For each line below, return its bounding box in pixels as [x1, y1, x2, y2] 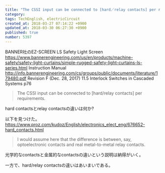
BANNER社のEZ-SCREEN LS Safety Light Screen [5, 49, 103, 55]
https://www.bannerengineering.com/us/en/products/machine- [5, 54, 134, 60]
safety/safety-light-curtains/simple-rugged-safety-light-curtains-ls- [5, 60, 142, 66]
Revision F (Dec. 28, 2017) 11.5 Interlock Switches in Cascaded [27, 75, 154, 81]
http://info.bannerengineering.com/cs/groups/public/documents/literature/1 [5, 70, 158, 76]
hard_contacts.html [5, 127, 44, 133]
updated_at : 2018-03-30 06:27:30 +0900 [5, 26, 87, 31]
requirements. [17, 95, 46, 101]
